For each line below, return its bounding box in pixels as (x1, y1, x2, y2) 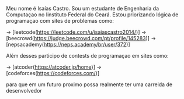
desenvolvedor (6, 87, 42, 94)
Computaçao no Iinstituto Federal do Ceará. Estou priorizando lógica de (6, 11, 179, 18)
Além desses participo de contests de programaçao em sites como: (6, 52, 169, 59)
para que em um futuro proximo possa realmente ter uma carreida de (6, 81, 173, 88)
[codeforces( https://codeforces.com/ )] (6, 70, 100, 76)
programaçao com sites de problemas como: (6, 17, 114, 24)
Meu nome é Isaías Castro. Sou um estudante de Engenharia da (6, 5, 159, 12)
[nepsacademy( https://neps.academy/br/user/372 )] (6, 41, 130, 48)
